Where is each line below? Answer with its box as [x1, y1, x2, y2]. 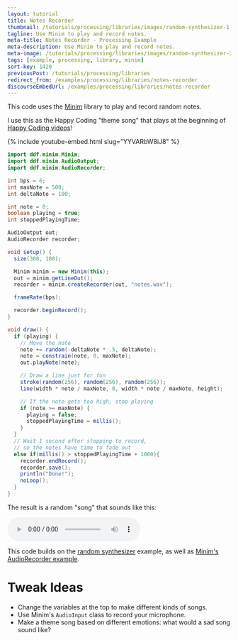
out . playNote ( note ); [20, 359, 81, 366]
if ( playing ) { [13, 333, 59, 340]
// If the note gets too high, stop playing [20, 398, 154, 405]
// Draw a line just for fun [20, 372, 106, 380]
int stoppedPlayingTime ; [7, 216, 81, 224]
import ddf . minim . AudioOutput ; [7, 158, 100, 165]
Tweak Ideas [7, 580, 84, 596]
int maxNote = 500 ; [7, 184, 65, 191]
